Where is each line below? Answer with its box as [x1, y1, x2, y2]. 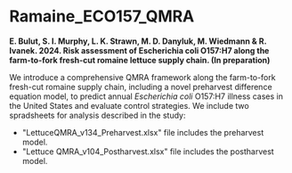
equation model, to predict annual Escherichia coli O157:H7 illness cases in [9, 91, 283, 102]
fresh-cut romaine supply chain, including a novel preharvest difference [9, 81, 273, 92]
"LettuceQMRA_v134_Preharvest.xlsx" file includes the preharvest [21, 127, 264, 137]
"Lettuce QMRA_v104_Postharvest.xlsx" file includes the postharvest [21, 145, 274, 157]
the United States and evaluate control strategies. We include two [9, 100, 249, 111]
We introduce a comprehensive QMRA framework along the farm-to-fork [9, 71, 276, 82]
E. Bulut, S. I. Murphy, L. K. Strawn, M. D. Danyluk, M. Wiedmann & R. [9, 36, 267, 46]
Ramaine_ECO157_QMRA [9, 6, 195, 27]
